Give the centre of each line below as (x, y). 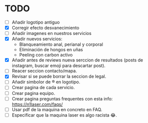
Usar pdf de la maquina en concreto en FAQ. (57, 109)
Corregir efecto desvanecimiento (46, 28)
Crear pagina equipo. (33, 93)
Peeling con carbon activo (46, 55)
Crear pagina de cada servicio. (43, 88)
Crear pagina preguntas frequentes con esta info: (62, 98)
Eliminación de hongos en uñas (51, 50)
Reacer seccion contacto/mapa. (44, 71)
